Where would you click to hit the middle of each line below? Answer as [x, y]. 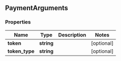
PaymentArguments [37, 8]
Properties [18, 22]
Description [72, 35]
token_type [21, 51]
